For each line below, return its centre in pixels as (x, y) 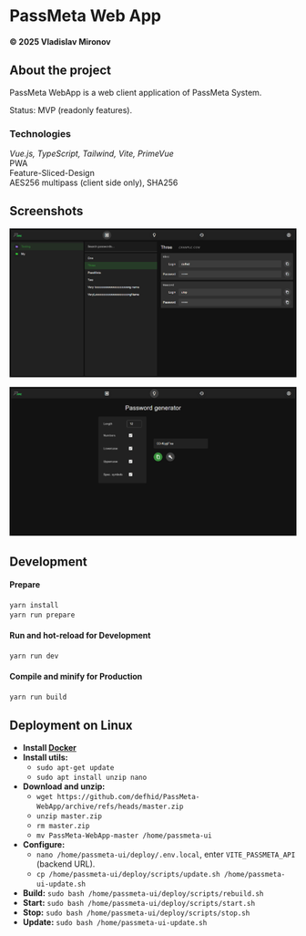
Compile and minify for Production (76, 677)
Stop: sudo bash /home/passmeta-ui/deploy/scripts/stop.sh (136, 912)
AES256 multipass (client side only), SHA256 (94, 182)
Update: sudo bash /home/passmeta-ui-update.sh (115, 921)
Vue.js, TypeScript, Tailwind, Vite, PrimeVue (92, 153)
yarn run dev (34, 656)
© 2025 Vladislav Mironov (60, 41)
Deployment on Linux (71, 726)
